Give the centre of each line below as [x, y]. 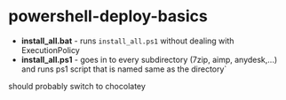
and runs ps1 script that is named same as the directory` [124, 69]
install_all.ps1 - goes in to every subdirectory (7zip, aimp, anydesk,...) [149, 59]
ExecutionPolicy [51, 50]
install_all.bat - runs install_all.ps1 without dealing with [127, 41]
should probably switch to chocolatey [77, 86]
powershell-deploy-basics [108, 16]
